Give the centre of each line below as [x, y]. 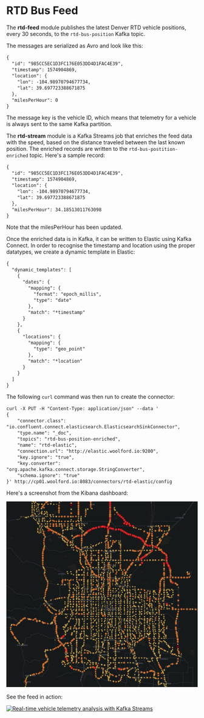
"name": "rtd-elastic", [47, 445]
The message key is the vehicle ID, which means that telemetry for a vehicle [101, 117]
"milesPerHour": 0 [35, 100]
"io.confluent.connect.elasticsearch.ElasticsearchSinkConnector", [93, 427]
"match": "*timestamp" [57, 312]
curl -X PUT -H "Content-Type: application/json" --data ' [83, 408]
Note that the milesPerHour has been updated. [65, 227]
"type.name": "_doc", [44, 433]
